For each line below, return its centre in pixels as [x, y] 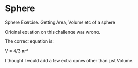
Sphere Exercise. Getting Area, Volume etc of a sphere [60, 22]
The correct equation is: [29, 41]
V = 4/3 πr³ [16, 51]
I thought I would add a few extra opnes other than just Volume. [69, 60]
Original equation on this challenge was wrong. [53, 32]
